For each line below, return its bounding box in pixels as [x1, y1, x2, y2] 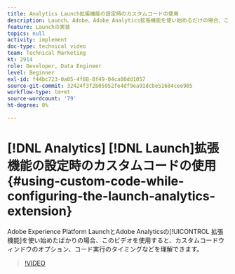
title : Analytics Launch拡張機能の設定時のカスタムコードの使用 [7, 10, 179, 18]
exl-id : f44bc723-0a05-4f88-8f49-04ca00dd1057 [7, 75, 146, 83]
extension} [7, 203, 72, 219]
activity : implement [7, 37, 68, 44]
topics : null [7, 30, 46, 37]
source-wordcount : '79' [7, 96, 77, 103]
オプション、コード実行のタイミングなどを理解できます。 [37, 244, 203, 253]
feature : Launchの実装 [7, 23, 71, 30]
